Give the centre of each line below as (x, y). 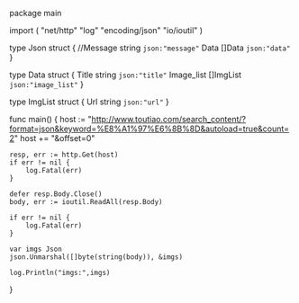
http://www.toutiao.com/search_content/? (169, 119)
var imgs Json (36, 249)
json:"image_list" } (46, 84)
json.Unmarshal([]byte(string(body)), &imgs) (96, 257)
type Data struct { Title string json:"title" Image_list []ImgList (125, 75)
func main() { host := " (50, 119)
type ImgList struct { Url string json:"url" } (89, 102)
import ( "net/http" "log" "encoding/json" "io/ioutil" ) (106, 30)
